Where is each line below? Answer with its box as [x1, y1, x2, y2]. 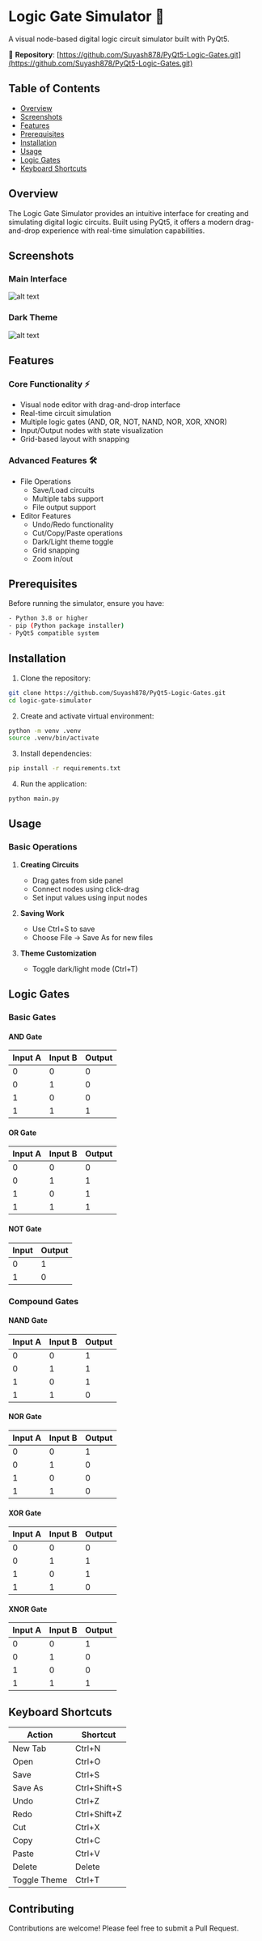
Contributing [8, 1901, 74, 1916]
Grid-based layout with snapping [19, 434, 130, 444]
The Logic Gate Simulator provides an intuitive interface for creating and [8, 208, 249, 218]
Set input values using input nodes [32, 892, 148, 902]
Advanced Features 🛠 [8, 455, 98, 466]
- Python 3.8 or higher [8, 614, 89, 622]
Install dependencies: [19, 748, 92, 759]
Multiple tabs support [32, 494, 104, 503]
